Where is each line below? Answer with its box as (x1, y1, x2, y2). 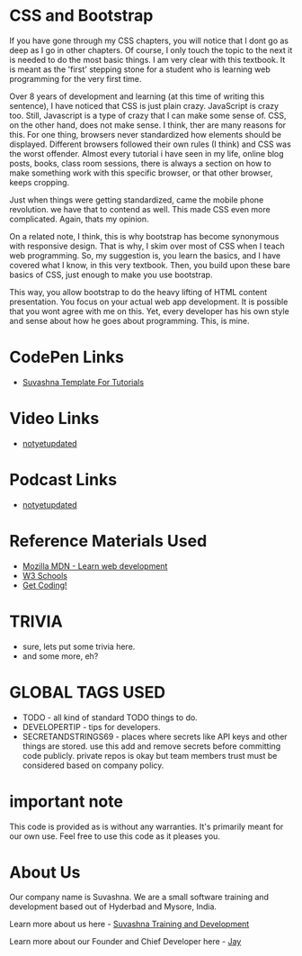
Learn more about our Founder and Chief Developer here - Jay (9, 936, 242, 947)
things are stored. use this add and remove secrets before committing (22, 740, 281, 752)
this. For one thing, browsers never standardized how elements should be (9, 129, 282, 140)
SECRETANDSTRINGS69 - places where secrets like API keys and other (22, 731, 288, 742)
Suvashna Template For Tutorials (22, 376, 145, 387)
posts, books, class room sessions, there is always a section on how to (9, 158, 271, 168)
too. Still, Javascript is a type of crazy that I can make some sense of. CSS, (9, 110, 287, 121)
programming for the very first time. (9, 73, 142, 84)
